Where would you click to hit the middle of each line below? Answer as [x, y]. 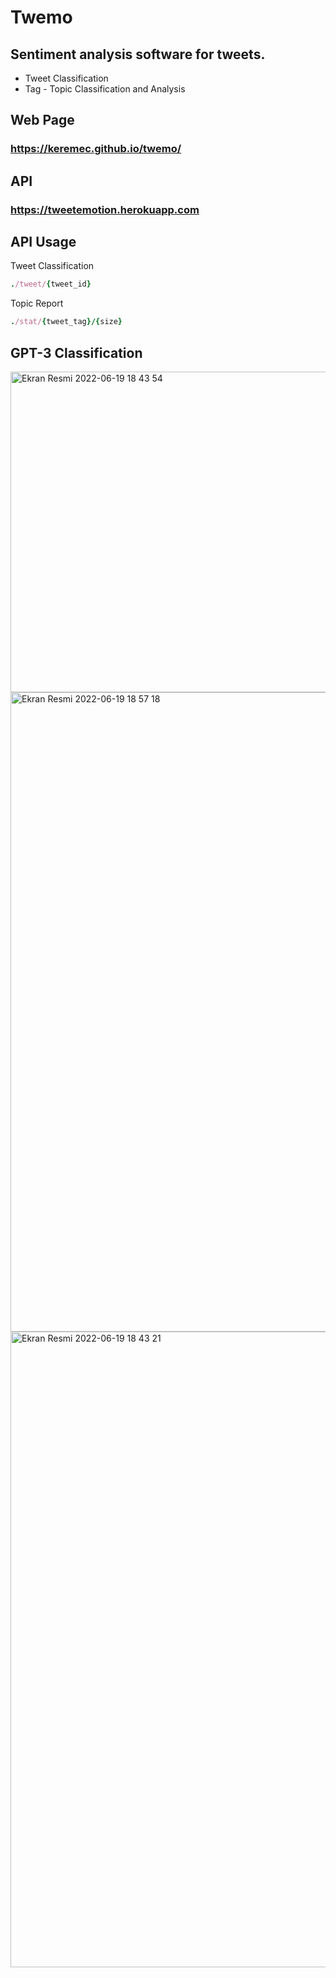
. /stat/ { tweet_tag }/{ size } [66, 322]
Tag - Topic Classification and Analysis [105, 89]
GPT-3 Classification [76, 352]
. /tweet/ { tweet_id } [51, 284]
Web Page [42, 120]
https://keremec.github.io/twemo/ [96, 149]
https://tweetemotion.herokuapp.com [105, 209]
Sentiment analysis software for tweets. [138, 54]
